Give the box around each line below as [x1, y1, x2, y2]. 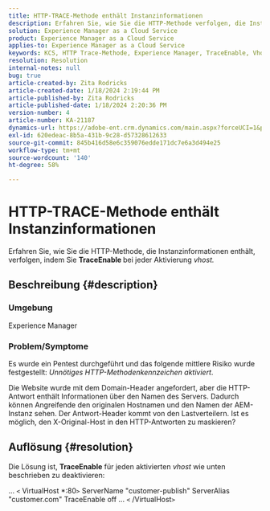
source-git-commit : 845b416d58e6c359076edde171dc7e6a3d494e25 [8, 138, 221, 147]
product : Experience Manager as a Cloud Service [8, 34, 174, 43]
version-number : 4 [8, 109, 70, 117]
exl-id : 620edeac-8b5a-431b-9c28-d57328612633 [8, 131, 167, 139]
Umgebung [8, 302, 54, 313]
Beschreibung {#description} [8, 278, 158, 292]
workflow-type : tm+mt [8, 146, 81, 154]
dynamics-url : [8, 124, 56, 132]
